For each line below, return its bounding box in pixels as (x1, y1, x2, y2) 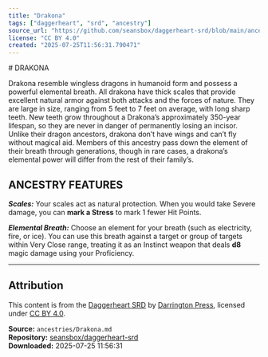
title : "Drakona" (8, 11, 66, 20)
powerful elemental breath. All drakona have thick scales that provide (8, 87, 236, 96)
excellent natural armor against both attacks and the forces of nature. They (8, 96, 255, 105)
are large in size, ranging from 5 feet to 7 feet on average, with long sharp (8, 104, 250, 114)
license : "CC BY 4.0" (8, 33, 81, 42)
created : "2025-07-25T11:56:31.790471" (8, 41, 141, 49)
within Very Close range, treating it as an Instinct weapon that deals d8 (8, 240, 242, 249)
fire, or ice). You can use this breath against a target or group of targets (8, 231, 243, 241)
